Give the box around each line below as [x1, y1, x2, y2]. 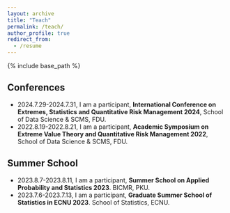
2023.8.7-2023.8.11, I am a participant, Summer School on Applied [17, 175, 210, 184]
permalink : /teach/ [7, 23, 64, 30]
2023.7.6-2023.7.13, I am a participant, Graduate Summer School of [17, 191, 213, 199]
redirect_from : [7, 36, 52, 43]
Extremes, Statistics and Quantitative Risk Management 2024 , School [17, 107, 224, 116]
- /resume [13, 42, 42, 49]
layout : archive [7, 10, 54, 17]
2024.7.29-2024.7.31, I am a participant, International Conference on [17, 100, 216, 109]
